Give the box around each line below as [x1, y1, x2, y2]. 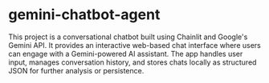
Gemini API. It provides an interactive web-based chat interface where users [8, 40, 261, 49]
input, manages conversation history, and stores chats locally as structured [8, 57, 257, 67]
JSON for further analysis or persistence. [8, 65, 145, 75]
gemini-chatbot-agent [8, 6, 161, 24]
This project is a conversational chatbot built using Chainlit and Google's [8, 32, 248, 41]
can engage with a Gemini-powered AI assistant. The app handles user [8, 49, 243, 58]
